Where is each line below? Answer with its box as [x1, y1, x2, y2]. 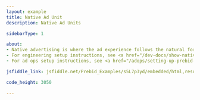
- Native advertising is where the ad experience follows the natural [6, 47, 185, 53]
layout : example [6, 8, 46, 15]
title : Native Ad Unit [6, 14, 62, 20]
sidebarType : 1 [6, 30, 44, 36]
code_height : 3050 [6, 79, 52, 85]
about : [6, 41, 23, 48]
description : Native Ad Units [6, 20, 82, 26]
